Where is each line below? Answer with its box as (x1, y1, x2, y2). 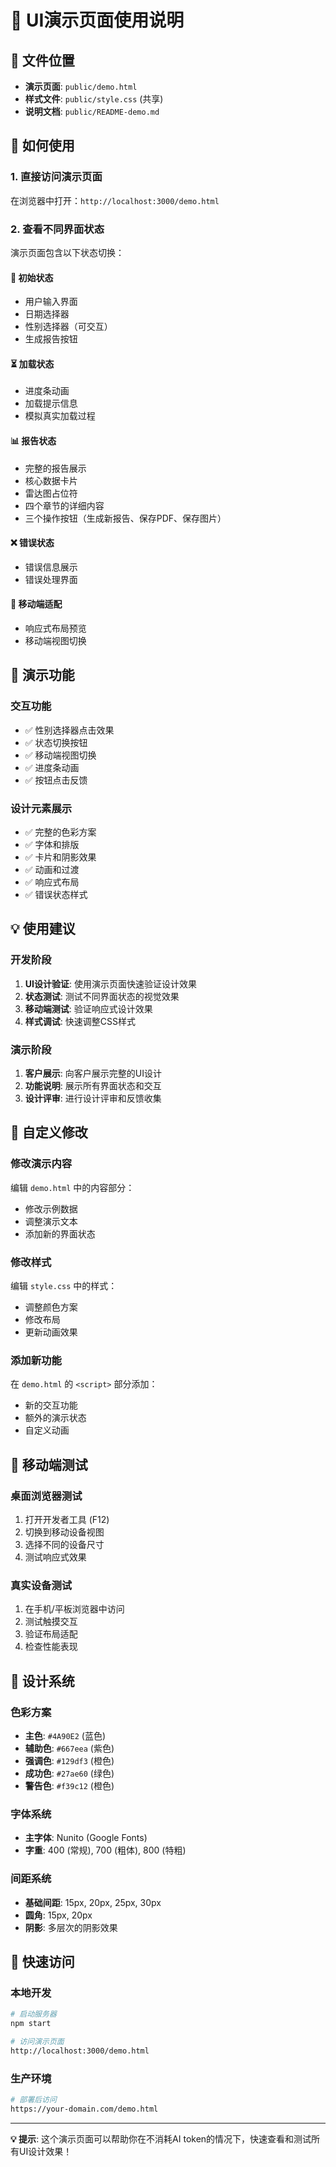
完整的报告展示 (24, 462, 87, 474)
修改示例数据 (24, 1202, 78, 1215)
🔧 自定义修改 (10, 1124, 88, 1141)
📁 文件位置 (10, 52, 75, 69)
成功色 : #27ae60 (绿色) (24, 1767, 115, 1779)
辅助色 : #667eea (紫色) (24, 1742, 115, 1754)
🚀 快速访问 (10, 1953, 75, 1970)
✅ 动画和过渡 (24, 863, 80, 875)
